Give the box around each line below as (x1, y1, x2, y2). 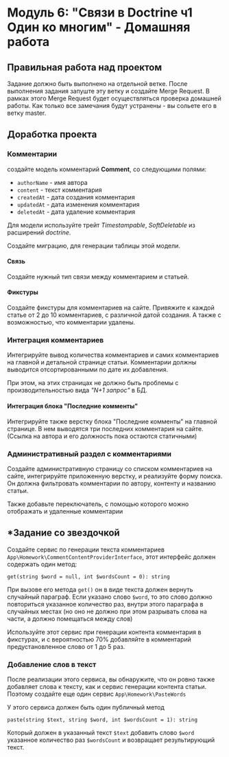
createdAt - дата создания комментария (16, 193, 135, 201)
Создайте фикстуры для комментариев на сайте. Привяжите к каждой (7, 304, 215, 312)
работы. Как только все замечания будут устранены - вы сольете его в (7, 102, 217, 109)
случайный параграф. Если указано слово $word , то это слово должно (7, 593, 213, 601)
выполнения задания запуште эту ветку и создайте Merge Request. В (7, 87, 210, 95)
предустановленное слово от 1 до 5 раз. (7, 642, 125, 650)
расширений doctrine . (7, 228, 71, 237)
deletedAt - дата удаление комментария (16, 208, 136, 216)
